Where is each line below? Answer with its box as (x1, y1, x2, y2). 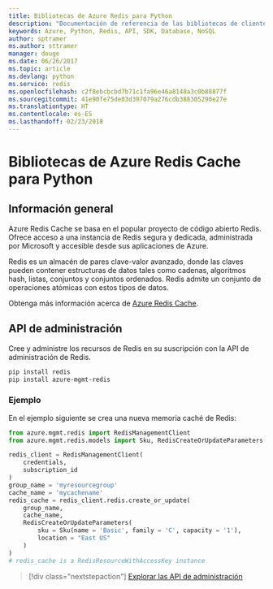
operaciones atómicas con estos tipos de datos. (8, 282, 169, 292)
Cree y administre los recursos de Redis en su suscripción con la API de (8, 343, 249, 353)
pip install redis (8, 367, 71, 376)
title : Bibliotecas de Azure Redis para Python (8, 11, 173, 20)
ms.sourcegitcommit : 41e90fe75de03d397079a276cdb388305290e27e (8, 95, 227, 103)
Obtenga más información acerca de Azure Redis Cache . (8, 298, 199, 308)
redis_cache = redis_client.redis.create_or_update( (8, 496, 191, 505)
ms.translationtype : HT (8, 102, 89, 110)
